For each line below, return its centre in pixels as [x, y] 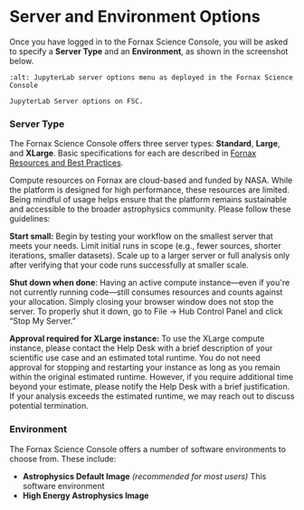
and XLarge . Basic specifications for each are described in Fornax [133, 153]
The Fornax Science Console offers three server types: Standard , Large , [145, 144]
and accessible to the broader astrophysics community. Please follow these [150, 209]
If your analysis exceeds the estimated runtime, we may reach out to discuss [152, 396]
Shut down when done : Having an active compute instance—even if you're [150, 283]
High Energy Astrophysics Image [85, 496]
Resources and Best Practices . [66, 163]
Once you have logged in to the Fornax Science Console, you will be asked [149, 42]
